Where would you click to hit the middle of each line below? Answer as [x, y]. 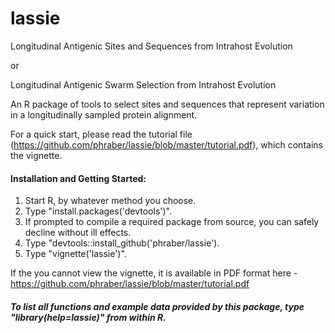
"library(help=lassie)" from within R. [88, 317]
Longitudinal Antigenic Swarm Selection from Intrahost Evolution [143, 84]
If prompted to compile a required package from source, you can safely [172, 222]
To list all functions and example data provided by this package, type [157, 306]
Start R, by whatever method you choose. [110, 201]
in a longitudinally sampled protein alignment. [104, 114]
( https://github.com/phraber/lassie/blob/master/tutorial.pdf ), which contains [166, 144]
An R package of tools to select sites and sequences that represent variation [167, 104]
